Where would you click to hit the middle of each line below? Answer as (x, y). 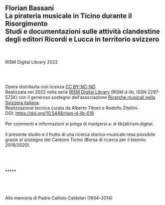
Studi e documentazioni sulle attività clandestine (83, 32)
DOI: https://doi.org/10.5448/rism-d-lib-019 (50, 113)
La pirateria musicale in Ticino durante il (69, 16)
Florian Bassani (30, 8)
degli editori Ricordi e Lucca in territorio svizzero (82, 39)
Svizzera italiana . (23, 102)
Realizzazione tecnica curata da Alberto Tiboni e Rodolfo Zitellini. (72, 108)
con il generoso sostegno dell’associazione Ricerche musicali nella (87, 97)
